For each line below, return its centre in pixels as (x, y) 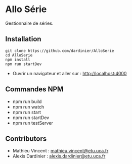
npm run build (27, 101)
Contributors (26, 139)
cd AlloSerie (19, 55)
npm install (18, 60)
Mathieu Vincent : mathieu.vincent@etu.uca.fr (60, 151)
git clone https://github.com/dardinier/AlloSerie (60, 51)
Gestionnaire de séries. (29, 23)
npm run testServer (33, 123)
